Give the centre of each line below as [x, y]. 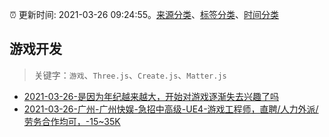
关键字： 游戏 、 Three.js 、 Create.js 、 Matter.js [130, 75]
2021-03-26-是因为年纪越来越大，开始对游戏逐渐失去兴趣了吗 [151, 96]
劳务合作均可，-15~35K [72, 121]
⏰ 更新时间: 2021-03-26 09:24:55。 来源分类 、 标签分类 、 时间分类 [144, 14]
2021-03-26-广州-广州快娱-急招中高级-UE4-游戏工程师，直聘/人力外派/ [171, 109]
